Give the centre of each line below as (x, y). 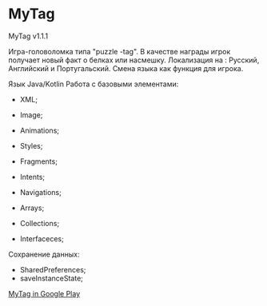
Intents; (32, 177)
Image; (31, 115)
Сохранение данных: (44, 254)
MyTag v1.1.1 (28, 36)
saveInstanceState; (52, 278)
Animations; (40, 130)
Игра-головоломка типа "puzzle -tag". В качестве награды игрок (120, 51)
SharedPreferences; (53, 269)
